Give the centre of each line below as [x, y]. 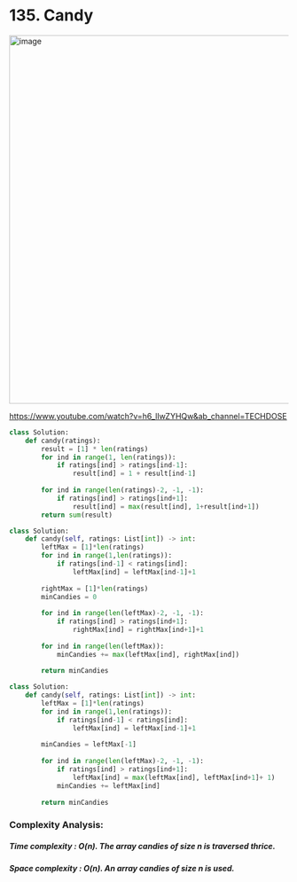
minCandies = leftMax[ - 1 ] [89, 745]
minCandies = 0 [69, 597]
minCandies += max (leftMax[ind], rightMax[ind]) [148, 654]
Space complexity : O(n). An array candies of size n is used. [122, 869]
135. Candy [51, 16]
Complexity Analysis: [56, 825]
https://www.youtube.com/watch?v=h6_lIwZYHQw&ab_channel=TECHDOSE [148, 416]
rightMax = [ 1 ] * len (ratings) [95, 589]
